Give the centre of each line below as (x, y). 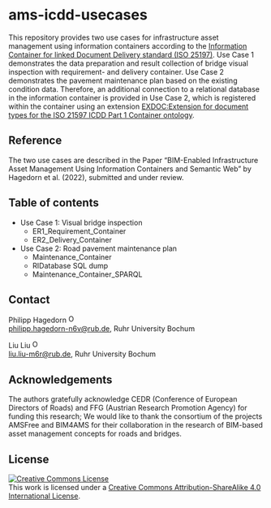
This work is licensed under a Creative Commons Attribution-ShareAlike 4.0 (135, 487)
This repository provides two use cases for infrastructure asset (114, 37)
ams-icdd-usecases (78, 15)
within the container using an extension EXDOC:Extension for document (129, 106)
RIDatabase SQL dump (70, 265)
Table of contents (54, 203)
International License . (45, 496)
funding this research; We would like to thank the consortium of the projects (135, 416)
